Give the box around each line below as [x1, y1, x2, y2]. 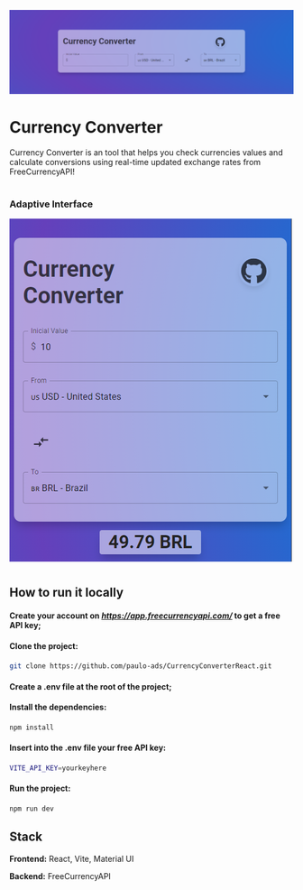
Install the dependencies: [9, 701, 107, 713]
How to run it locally [9, 585, 124, 600]
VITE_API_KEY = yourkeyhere [9, 764, 106, 773]
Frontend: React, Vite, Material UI [9, 853, 134, 864]
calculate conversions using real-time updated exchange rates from [9, 156, 262, 167]
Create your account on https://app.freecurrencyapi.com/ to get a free [9, 610, 281, 621]
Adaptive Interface [9, 198, 93, 210]
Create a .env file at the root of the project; [9, 681, 172, 691]
